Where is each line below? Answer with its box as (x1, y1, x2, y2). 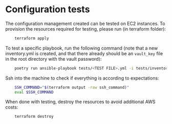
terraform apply (14, 36, 50, 41)
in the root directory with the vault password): (5, 56, 102, 62)
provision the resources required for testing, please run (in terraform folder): (5, 26, 166, 32)
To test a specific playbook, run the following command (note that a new (5, 45, 158, 51)
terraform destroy (14, 114, 54, 119)
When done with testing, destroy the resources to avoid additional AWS (5, 98, 156, 105)
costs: (5, 104, 18, 110)
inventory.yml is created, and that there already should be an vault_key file (5, 50, 163, 57)
